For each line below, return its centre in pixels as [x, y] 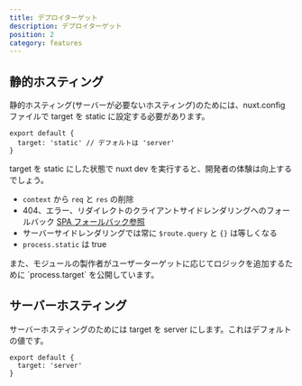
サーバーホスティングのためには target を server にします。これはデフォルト [151, 329]
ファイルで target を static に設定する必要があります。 [110, 116]
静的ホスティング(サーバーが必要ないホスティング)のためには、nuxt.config [147, 106]
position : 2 [32, 34]
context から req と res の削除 [78, 199]
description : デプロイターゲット [66, 26]
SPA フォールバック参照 [101, 222]
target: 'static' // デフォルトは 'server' [96, 143]
